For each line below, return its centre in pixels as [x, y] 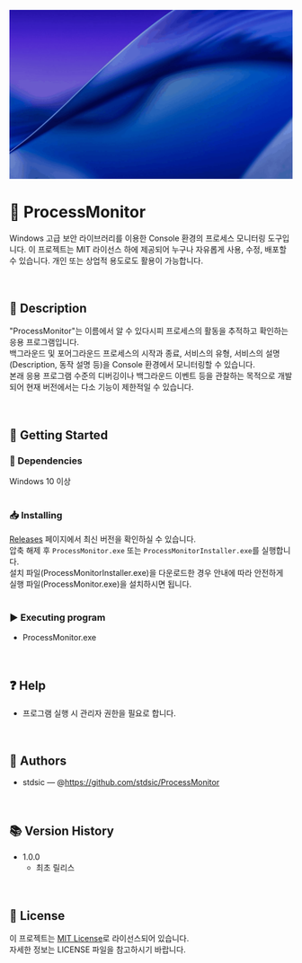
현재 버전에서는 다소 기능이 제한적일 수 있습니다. [110, 387]
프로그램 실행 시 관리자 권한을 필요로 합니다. [99, 713]
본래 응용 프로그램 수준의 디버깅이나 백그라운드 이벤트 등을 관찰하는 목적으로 [142, 376]
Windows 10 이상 [40, 481]
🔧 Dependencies [46, 461]
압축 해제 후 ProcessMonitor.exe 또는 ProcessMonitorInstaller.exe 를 [134, 551]
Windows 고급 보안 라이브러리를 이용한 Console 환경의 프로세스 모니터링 [138, 238]
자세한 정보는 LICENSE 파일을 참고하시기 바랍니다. [98, 950]
